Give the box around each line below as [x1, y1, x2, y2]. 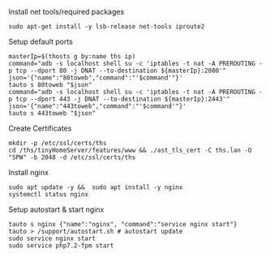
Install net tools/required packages [8, 7, 125, 16]
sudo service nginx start [8, 234, 96, 243]
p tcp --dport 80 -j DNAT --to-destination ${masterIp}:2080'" [8, 67, 227, 75]
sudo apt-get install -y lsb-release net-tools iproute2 [8, 23, 205, 31]
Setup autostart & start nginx [8, 204, 105, 214]
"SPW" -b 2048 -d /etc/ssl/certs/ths [8, 153, 136, 161]
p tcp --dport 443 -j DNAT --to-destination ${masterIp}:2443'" [8, 95, 230, 103]
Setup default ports [8, 37, 73, 46]
